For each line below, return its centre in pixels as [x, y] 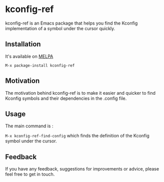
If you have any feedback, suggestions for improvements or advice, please [82, 169]
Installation [23, 44]
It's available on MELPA [29, 56]
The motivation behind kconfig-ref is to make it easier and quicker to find [80, 93]
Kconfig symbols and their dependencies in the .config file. [66, 98]
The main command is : [29, 126]
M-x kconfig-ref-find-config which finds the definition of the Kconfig [77, 136]
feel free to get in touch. [30, 174]
